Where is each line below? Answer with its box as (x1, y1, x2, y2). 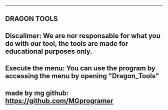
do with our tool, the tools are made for (5, 39, 128, 48)
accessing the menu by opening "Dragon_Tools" (5, 72, 159, 80)
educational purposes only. (5, 47, 92, 55)
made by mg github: (5, 89, 69, 97)
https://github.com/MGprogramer (5, 97, 113, 105)
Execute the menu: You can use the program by (5, 64, 156, 73)
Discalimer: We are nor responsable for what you (5, 31, 161, 40)
